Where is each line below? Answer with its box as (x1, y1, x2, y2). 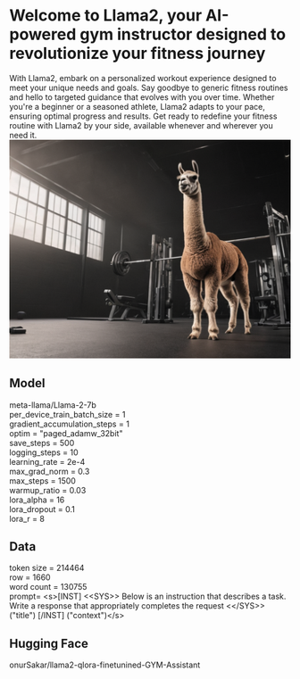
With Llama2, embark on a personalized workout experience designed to (9, 72, 277, 83)
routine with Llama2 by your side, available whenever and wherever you (9, 120, 274, 130)
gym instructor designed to (79, 24, 287, 45)
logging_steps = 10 (9, 447, 79, 458)
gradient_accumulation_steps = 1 (9, 418, 129, 429)
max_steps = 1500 (9, 475, 76, 486)
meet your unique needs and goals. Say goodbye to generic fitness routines (9, 82, 288, 93)
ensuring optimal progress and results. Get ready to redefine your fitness (9, 111, 278, 121)
